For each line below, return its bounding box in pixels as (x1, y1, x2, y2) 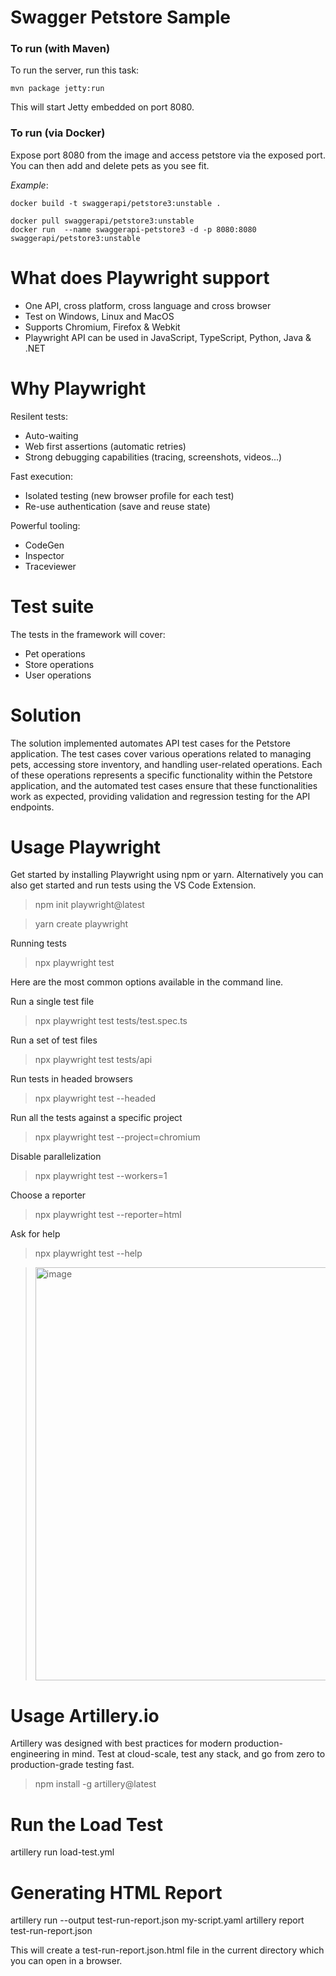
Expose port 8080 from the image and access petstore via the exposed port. (10, 149, 326, 161)
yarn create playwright (34, 918, 129, 930)
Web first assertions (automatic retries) (24, 440, 187, 452)
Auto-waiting (24, 429, 79, 441)
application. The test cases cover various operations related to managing (10, 747, 312, 760)
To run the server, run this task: (10, 64, 140, 76)
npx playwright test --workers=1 (34, 1170, 168, 1182)
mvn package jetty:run (10, 84, 105, 94)
